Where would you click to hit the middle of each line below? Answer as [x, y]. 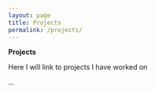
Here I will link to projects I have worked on [78, 67]
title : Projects [35, 23]
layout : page [30, 15]
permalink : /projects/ [45, 30]
